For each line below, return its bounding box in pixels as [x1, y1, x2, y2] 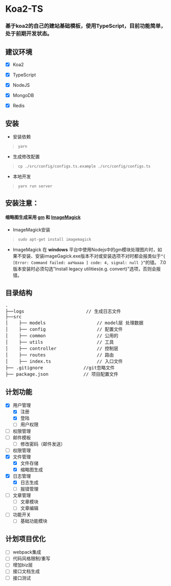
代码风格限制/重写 [12, 555, 51, 562]
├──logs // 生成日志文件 [5, 308, 121, 315]
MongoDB [12, 92, 34, 99]
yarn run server [17, 184, 53, 189]
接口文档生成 [12, 568, 40, 575]
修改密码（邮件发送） [20, 441, 65, 447]
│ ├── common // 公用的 [5, 333, 118, 339]
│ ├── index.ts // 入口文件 [5, 359, 123, 364]
